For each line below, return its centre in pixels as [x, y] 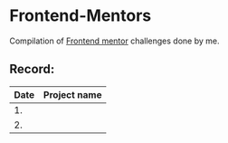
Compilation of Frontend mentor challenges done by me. [114, 41]
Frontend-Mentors [81, 16]
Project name [73, 94]
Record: [32, 69]
